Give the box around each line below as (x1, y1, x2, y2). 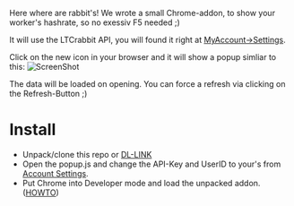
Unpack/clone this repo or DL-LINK (22, 149, 152, 159)
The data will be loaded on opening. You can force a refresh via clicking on (9, 79, 286, 89)
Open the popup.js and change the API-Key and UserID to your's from (22, 159, 281, 169)
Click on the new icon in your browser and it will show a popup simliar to (9, 52, 276, 62)
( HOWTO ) (22, 187, 60, 198)
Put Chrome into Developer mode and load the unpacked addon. (22, 177, 261, 188)
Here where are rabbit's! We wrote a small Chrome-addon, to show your (9, 8, 276, 18)
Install (9, 120, 56, 140)
